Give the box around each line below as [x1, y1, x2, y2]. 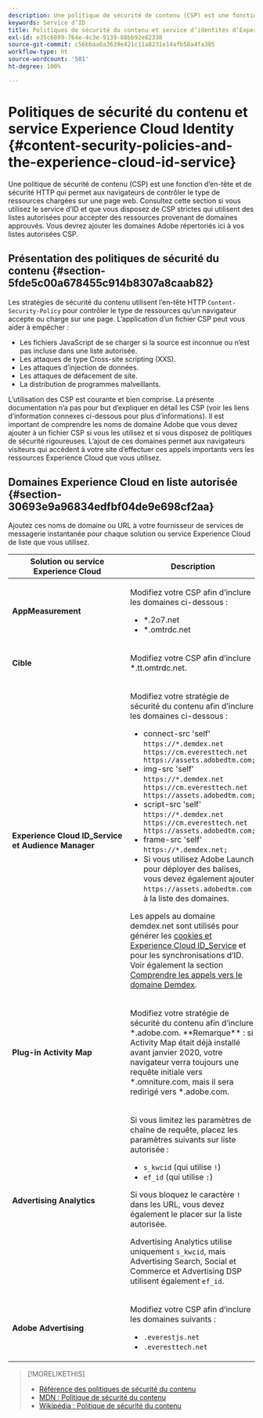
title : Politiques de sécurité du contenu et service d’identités [8, 26, 229, 34]
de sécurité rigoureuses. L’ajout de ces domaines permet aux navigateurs [8, 436, 245, 446]
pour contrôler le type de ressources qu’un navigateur [62, 305, 237, 315]
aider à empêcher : [8, 323, 69, 332]
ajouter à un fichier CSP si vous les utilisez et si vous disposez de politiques [8, 428, 253, 437]
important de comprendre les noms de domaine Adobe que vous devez [8, 419, 238, 428]
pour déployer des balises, [143, 864, 241, 875]
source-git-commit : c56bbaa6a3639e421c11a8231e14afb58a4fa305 [8, 41, 215, 49]
